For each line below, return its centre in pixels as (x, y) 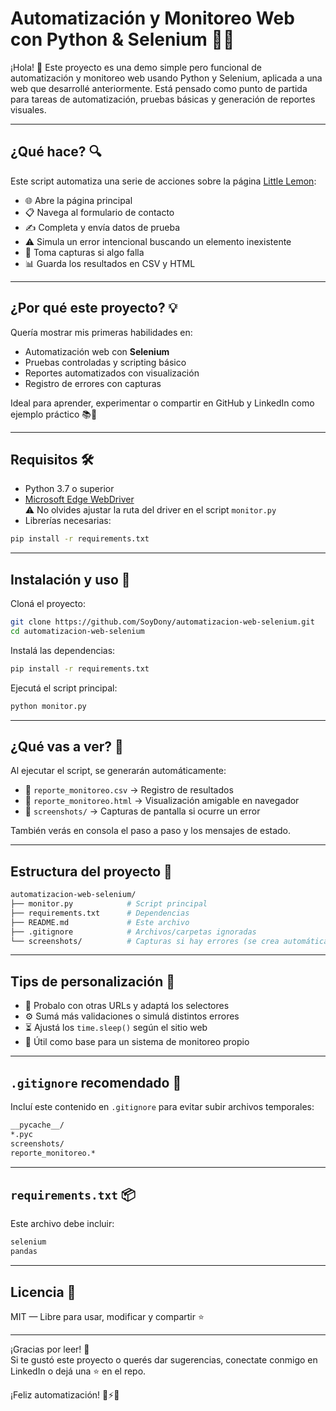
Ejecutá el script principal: (64, 688)
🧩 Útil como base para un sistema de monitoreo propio (137, 1042)
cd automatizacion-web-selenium (77, 631)
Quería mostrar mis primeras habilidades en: (101, 332)
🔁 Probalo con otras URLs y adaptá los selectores (127, 1006)
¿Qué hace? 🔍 (56, 152)
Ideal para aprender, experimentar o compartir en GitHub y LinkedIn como (162, 403)
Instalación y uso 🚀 (70, 579)
